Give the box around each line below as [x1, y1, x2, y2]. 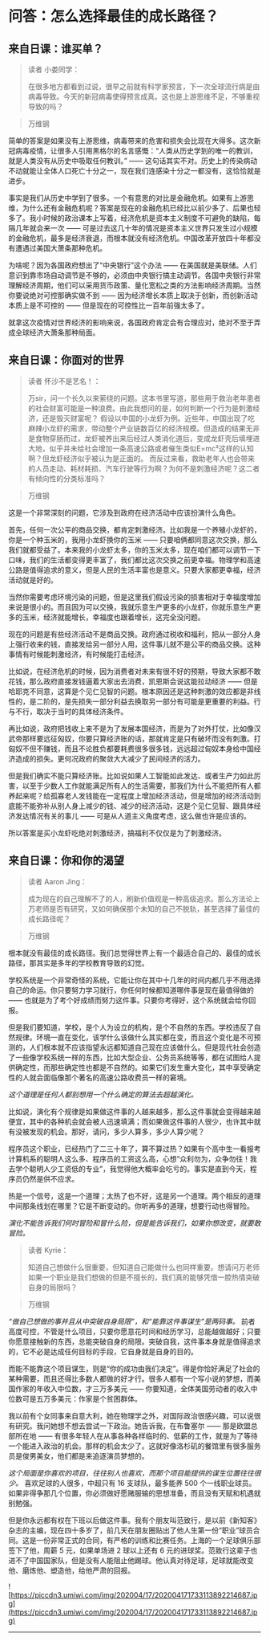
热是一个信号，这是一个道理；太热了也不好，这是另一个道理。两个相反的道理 [8, 1190, 261, 1201]
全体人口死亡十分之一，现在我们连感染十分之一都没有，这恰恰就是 [42, 166, 261, 175]
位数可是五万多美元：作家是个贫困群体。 [8, 1394, 142, 1403]
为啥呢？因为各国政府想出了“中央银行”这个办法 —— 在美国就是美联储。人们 [8, 260, 258, 270]
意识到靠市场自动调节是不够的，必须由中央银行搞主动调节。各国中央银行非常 [8, 271, 261, 280]
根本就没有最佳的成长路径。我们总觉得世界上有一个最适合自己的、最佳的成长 [8, 948, 261, 957]
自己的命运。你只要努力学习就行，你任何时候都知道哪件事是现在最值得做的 [8, 985, 254, 994]
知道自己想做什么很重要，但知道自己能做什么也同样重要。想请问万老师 [27, 1262, 260, 1272]
